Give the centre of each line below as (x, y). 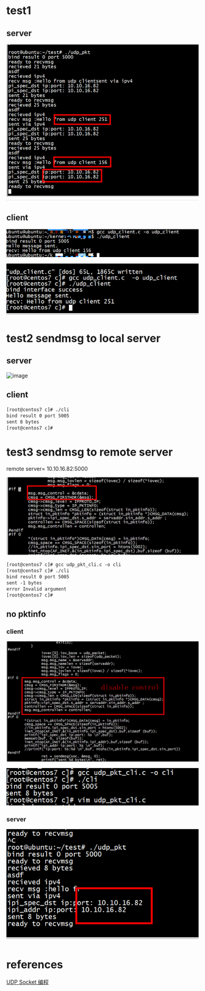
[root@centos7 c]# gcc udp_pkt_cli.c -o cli (64, 565)
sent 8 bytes (23, 422)
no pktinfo (26, 614)
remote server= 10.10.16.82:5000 (47, 469)
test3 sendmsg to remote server (90, 452)
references (35, 964)
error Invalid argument (37, 589)
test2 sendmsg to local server (84, 338)
